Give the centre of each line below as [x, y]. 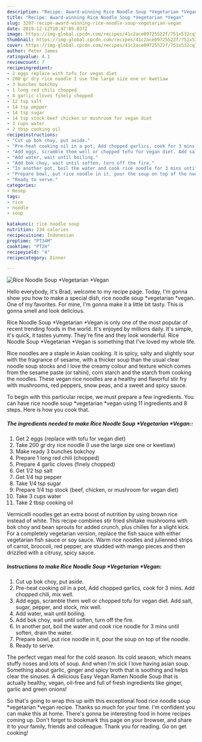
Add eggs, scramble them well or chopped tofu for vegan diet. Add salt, [104, 601]
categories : [22, 185]
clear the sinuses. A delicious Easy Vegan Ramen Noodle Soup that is [93, 676]
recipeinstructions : [33, 135]
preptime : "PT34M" [30, 241]
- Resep [16, 191]
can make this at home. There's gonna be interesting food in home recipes [99, 714]
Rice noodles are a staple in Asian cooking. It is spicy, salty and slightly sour [101, 353]
